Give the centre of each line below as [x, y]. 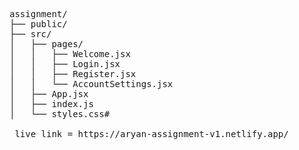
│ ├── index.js [51, 104]
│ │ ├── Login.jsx [65, 64]
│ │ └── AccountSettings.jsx [91, 84]
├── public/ [38, 24]
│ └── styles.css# [60, 114]
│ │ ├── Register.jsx [73, 74]
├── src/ [30, 34]
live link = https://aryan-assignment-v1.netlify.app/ [151, 134]
